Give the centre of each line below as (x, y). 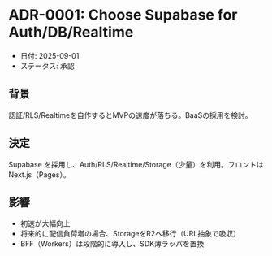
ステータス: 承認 (47, 66)
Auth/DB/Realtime (71, 32)
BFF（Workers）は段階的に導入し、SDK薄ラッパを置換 (112, 244)
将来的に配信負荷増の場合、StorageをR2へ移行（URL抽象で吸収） (130, 234)
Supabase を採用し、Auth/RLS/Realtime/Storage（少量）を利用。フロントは (136, 164)
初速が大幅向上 (45, 223)
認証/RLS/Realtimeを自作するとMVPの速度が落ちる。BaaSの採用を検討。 (131, 115)
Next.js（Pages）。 (39, 174)
